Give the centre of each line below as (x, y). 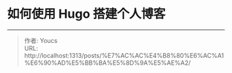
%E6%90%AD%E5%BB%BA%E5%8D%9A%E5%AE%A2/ (107, 63)
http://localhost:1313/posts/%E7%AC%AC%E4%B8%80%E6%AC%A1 (124, 55)
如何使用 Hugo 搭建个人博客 (86, 14)
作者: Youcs (41, 40)
